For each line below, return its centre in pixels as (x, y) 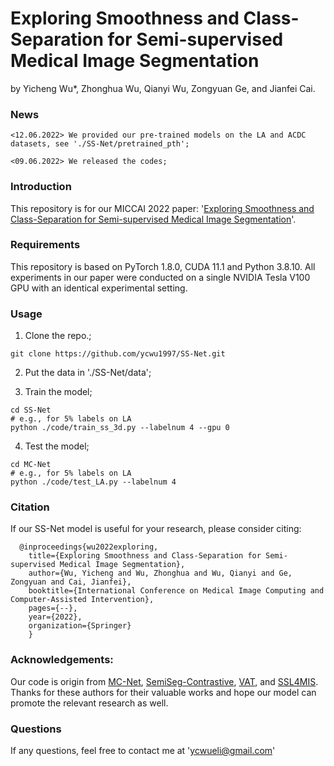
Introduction (41, 187)
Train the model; (58, 392)
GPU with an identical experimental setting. (99, 288)
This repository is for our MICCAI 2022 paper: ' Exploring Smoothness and (162, 208)
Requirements (45, 245)
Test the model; (57, 446)
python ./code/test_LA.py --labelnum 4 (93, 482)
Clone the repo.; (58, 336)
